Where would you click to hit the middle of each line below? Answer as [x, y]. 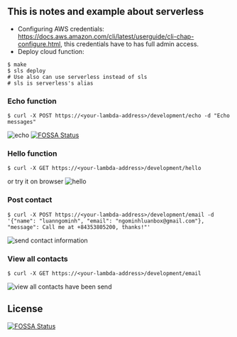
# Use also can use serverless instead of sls [77, 77]
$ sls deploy [27, 70]
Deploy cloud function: [51, 51]
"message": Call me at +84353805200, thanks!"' [79, 227]
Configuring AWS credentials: [61, 28]
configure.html [39, 44]
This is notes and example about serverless [106, 12]
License [25, 309]
